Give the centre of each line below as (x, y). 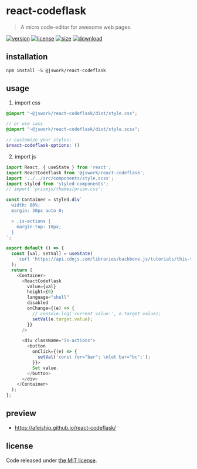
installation (27, 57)
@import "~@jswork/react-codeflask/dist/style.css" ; (72, 113)
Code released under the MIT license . (52, 460)
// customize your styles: (39, 140)
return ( (22, 270)
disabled (38, 303)
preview (21, 414)
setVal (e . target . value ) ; (62, 319)
